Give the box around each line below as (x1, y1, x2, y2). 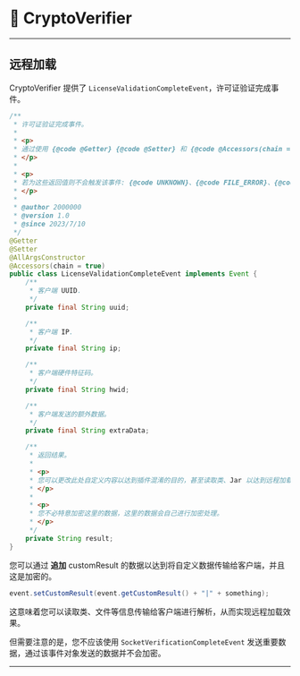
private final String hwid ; (25, 385, 129, 394)
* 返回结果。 (29, 451, 71, 460)
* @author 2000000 (12, 203, 82, 212)
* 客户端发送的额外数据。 (29, 409, 111, 419)
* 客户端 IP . (29, 327, 74, 337)
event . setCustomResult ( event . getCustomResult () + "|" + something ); (9, 588, 270, 598)
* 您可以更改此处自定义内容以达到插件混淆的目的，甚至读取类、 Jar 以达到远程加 (29, 475, 286, 484)
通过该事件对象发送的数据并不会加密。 (24, 647, 166, 658)
